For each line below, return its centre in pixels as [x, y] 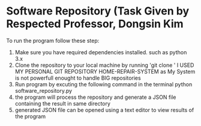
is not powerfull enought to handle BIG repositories [78, 78]
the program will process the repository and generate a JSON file [95, 97]
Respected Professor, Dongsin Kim [95, 24]
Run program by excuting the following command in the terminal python [103, 84]
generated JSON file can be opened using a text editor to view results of [104, 110]
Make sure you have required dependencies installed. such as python [101, 52]
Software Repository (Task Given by [98, 11]
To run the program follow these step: [53, 40]
